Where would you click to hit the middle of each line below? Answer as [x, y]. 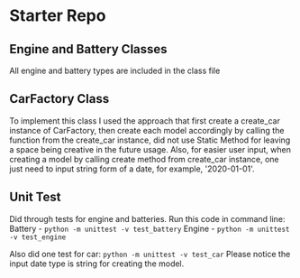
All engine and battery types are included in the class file [115, 70]
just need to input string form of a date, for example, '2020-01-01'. [132, 169]
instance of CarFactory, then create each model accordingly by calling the [147, 130]
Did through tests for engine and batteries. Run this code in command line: [147, 218]
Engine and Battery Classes [89, 49]
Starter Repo [58, 16]
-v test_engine [38, 237]
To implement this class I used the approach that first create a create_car [145, 120]
